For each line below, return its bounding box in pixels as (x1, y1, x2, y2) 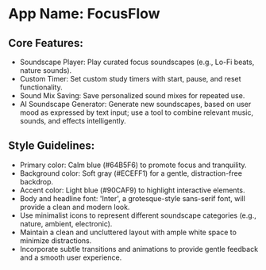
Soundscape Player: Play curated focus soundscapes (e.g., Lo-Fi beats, (19, 57, 255, 67)
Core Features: (8, 36, 83, 50)
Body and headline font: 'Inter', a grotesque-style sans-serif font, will (19, 193, 246, 203)
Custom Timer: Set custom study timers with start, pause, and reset (19, 74, 241, 83)
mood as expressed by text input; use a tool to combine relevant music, (19, 108, 254, 117)
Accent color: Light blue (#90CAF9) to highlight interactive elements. (19, 185, 245, 195)
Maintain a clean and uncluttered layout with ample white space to (19, 227, 237, 237)
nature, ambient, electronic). (19, 219, 113, 228)
